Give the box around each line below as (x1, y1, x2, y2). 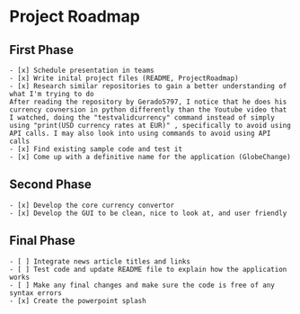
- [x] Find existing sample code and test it (9, 145, 182, 154)
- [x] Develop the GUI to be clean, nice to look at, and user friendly (9, 209, 287, 218)
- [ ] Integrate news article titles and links (9, 256, 191, 266)
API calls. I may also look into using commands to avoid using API (9, 129, 271, 138)
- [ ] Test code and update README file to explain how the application (9, 265, 287, 274)
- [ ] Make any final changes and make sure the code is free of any (9, 281, 276, 290)
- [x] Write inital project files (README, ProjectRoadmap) (9, 74, 240, 83)
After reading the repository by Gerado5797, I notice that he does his (9, 97, 287, 106)
